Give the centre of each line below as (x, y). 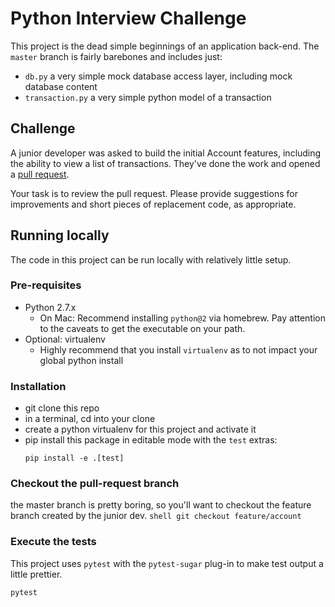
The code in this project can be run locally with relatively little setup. (151, 259)
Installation (38, 386)
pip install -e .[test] (74, 458)
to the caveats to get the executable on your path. (142, 328)
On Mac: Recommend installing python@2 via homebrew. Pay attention (182, 318)
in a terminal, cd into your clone (90, 419)
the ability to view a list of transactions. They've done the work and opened (165, 163)
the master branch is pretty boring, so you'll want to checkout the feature (161, 505)
